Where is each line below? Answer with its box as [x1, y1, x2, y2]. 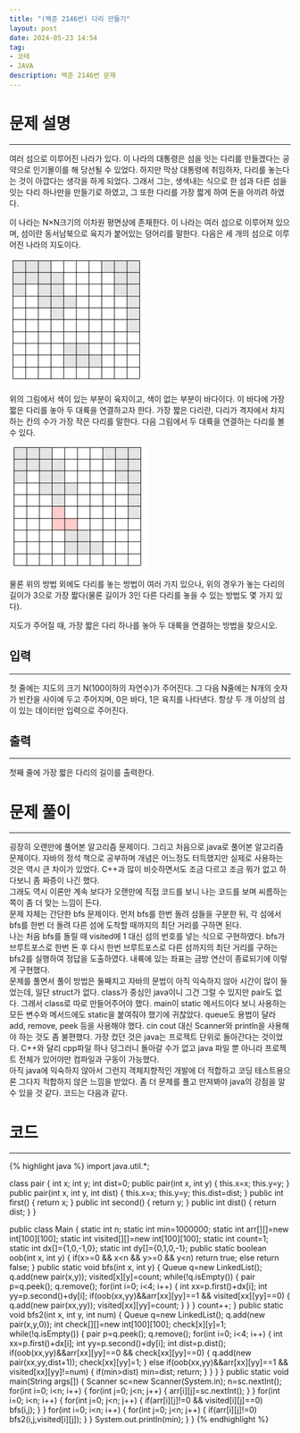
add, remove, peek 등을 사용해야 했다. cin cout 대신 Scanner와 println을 [9, 1021, 266, 1031]
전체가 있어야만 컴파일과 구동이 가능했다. [18, 1054, 160, 1064]
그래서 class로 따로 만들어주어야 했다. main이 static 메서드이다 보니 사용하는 [21, 998, 287, 1009]
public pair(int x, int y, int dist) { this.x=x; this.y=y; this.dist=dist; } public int [9, 1188, 284, 1199]
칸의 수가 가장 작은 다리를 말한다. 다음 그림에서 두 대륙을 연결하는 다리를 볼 [25, 416, 286, 427]
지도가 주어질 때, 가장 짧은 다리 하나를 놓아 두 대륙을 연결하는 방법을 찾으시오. [9, 620, 279, 631]
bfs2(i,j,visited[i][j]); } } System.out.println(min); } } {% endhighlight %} [9, 1414, 270, 1425]
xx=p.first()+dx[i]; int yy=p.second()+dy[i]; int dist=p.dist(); [9, 1338, 227, 1349]
